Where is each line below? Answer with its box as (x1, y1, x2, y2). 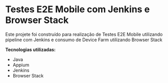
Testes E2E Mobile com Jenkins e (5, 4, 150, 15)
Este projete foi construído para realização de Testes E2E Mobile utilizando (5, 31, 163, 37)
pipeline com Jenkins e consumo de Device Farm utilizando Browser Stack (5, 37, 162, 43)
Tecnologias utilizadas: (5, 46, 56, 52)
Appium (12, 62, 30, 68)
